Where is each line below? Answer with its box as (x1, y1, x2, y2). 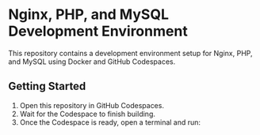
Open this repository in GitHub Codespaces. (19, 100, 165, 110)
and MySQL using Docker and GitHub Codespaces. (8, 57, 176, 66)
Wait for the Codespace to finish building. (19, 109, 156, 118)
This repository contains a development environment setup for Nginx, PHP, (8, 48, 253, 58)
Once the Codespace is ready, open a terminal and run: (19, 117, 201, 127)
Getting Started (8, 80, 86, 93)
